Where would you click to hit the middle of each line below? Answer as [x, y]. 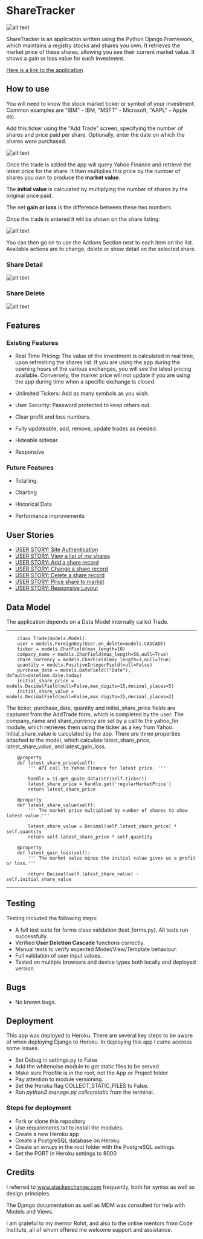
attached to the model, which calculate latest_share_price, [79, 740]
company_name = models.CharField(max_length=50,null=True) [93, 654]
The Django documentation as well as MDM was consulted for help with [96, 1205]
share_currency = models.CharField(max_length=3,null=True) [94, 659]
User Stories [30, 535]
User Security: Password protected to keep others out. [83, 405]
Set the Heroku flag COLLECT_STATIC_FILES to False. [82, 1086]
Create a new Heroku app [47, 1134]
